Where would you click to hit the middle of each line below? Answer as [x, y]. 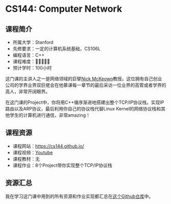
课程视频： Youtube [33, 152]
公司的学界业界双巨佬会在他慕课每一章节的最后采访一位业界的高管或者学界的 [86, 85]
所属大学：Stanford [33, 42]
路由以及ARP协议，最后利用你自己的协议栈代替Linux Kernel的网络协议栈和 [83, 109]
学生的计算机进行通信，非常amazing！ [50, 115]
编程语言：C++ [29, 55]
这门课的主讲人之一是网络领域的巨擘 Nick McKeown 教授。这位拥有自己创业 [84, 79]
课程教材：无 [26, 158]
